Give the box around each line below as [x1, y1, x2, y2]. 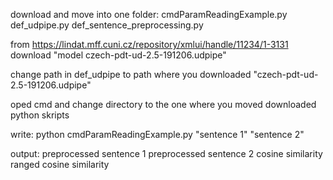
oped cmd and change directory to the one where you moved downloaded [10, 99, 317, 110]
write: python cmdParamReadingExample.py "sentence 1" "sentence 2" [10, 129, 305, 140]
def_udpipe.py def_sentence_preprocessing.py [10, 19, 204, 31]
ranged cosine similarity [10, 159, 110, 170]
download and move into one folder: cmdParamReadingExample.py [10, 9, 288, 20]
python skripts [10, 109, 70, 121]
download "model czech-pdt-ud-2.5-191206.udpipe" [10, 49, 227, 61]
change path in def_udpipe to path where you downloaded [10, 69, 252, 80]
